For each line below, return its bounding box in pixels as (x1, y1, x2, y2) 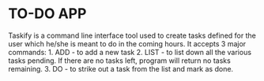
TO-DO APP (8, 5, 87, 23)
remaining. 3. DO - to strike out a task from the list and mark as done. (8, 64, 234, 73)
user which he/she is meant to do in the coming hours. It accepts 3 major (8, 39, 247, 48)
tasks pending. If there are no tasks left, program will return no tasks (8, 56, 231, 65)
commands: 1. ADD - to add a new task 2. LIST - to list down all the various (8, 47, 251, 57)
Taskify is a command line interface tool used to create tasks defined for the (8, 31, 257, 40)
